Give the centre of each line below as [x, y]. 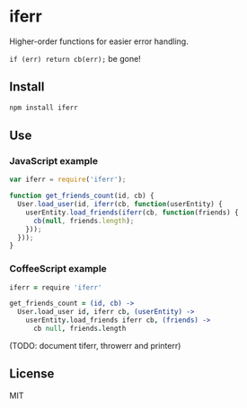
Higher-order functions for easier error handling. [99, 41]
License [32, 374]
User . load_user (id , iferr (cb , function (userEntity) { [120, 204]
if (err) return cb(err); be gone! [75, 58]
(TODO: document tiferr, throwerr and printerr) [95, 345]
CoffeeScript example [58, 269]
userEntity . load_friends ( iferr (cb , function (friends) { [132, 213]
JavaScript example [54, 161]
